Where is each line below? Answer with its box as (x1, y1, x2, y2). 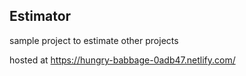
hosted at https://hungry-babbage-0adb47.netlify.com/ (9, 54, 236, 66)
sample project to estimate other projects (9, 34, 179, 46)
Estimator (9, 8, 72, 25)
